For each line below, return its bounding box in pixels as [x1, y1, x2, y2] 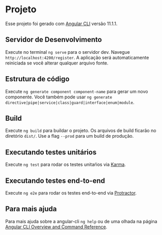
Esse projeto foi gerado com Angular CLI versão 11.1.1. [5, 20, 118, 27]
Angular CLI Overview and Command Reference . [5, 224, 107, 230]
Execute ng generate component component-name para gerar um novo [5, 88, 148, 94]
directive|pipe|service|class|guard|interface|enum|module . [5, 99, 134, 105]
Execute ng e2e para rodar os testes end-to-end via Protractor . [5, 190, 137, 196]
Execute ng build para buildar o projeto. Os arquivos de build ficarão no [5, 127, 156, 134]
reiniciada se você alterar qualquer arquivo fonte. [5, 60, 109, 66]
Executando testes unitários [5, 147, 97, 157]
